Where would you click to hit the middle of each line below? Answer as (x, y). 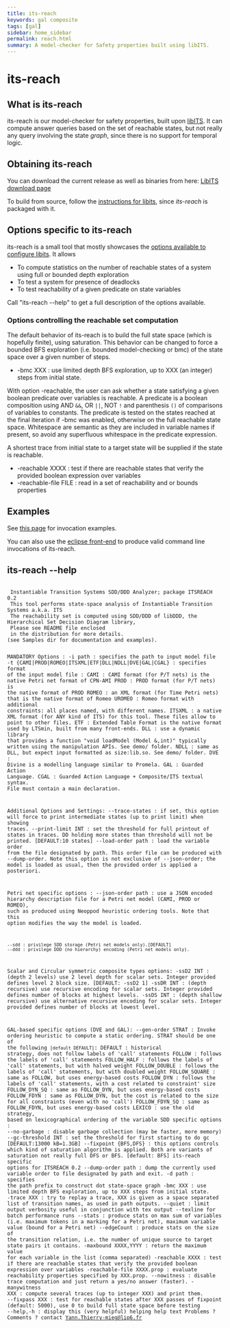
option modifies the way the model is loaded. (75, 923)
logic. (15, 143)
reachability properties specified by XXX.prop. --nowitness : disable (111, 1276)
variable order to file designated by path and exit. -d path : (101, 1174)
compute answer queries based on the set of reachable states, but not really (115, 128)
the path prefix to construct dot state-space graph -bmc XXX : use (107, 1186)
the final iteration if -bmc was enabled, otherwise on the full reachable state (114, 419)
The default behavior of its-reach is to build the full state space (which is (110, 335)
